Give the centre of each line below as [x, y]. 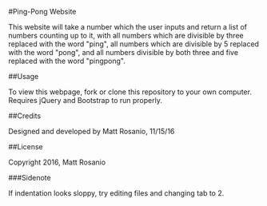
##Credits [25, 116]
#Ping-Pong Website [42, 12]
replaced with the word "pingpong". [67, 61]
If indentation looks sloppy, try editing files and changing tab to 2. [116, 193]
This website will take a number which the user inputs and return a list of [128, 27]
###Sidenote [30, 178]
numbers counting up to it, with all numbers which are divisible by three [126, 36]
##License [26, 147]
